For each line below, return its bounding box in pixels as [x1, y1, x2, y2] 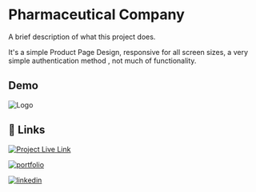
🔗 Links [8, 123, 46, 137]
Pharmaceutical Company [8, 6, 186, 24]
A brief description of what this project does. [8, 32, 156, 41]
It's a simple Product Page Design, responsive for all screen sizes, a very [8, 47, 249, 57]
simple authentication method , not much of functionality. [8, 56, 197, 65]
